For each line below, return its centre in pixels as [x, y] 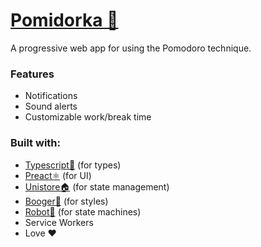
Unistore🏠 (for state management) [97, 186]
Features [32, 74]
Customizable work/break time [88, 117]
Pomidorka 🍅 [64, 20]
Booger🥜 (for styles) [66, 201]
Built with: [35, 143]
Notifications [51, 96]
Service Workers [59, 222]
